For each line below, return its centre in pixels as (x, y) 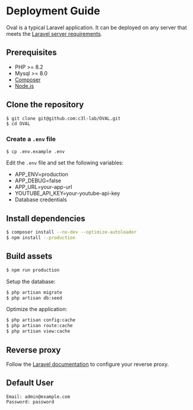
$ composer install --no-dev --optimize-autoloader (71, 232)
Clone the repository (45, 105)
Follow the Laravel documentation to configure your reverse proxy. (88, 364)
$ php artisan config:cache (41, 320)
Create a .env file (31, 139)
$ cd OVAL (18, 124)
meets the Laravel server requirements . (54, 33)
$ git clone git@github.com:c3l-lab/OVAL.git (63, 118)
